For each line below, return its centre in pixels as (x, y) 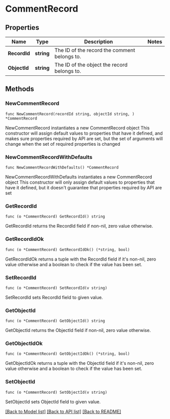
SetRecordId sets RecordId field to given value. (54, 297)
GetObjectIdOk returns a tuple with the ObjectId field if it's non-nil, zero (80, 363)
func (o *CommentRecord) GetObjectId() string (55, 321)
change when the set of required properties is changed (63, 144)
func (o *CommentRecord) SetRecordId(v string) (56, 288)
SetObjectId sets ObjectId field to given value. (53, 402)
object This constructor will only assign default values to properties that (80, 182)
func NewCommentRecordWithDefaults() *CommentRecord (62, 167)
